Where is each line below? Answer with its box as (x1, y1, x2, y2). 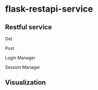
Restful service (5, 23, 52, 31)
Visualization (5, 78, 46, 87)
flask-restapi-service (5, 3, 94, 15)
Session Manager (5, 65, 40, 70)
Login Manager (5, 55, 36, 61)
